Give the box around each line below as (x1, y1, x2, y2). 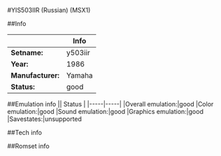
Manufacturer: (10, 71, 60, 80)
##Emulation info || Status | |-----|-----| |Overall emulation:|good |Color (7, 100, 214, 108)
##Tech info (7, 129, 42, 136)
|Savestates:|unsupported (7, 115, 83, 123)
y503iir (66, 48, 91, 57)
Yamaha (66, 71, 93, 80)
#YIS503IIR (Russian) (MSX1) (7, 6, 91, 14)
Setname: (10, 48, 43, 57)
